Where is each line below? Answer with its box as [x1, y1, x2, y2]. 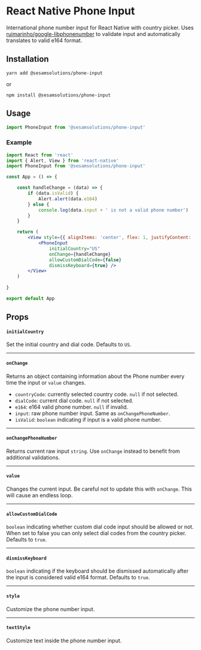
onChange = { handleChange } [48, 251, 111, 257]
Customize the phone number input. [6, 605, 95, 612]
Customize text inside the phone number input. [6, 637, 122, 644]
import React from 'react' [6, 152, 74, 158]
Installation [6, 54, 49, 64]
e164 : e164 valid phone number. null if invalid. [14, 403, 129, 410]
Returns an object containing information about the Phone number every [6, 373, 185, 380]
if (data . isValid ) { [28, 191, 79, 196]
